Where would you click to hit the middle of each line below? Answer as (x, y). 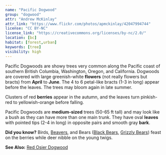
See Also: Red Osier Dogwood (37, 147)
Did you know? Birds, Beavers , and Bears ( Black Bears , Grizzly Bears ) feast (83, 132)
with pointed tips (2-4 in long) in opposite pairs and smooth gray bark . (78, 122)
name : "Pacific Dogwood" (31, 10)
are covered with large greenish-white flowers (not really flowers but (76, 76)
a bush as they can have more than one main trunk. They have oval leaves (82, 117)
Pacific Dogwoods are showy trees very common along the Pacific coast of (83, 66)
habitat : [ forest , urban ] (31, 42)
